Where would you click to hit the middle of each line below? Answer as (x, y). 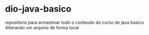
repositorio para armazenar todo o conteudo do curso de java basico (74, 22)
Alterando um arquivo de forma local (42, 27)
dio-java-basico (38, 9)
